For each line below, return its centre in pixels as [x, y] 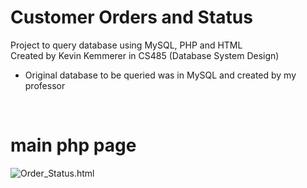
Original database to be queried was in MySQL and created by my [160, 75]
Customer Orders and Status [131, 17]
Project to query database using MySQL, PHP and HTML [126, 45]
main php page [73, 145]
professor [45, 85]
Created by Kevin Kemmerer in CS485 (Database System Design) [145, 55]
